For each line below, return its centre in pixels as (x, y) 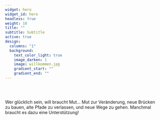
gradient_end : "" (32, 73)
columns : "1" (23, 46)
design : (13, 42)
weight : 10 (16, 23)
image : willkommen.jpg (37, 64)
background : (22, 50)
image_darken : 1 (31, 60)
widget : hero (18, 10)
